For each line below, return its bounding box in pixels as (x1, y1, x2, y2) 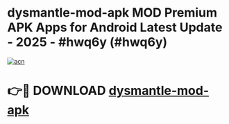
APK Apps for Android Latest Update (7, 19, 223, 35)
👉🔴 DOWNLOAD (7, 83, 106, 98)
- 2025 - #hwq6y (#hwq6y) (7, 35, 168, 50)
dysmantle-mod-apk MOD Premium (7, 5, 217, 21)
